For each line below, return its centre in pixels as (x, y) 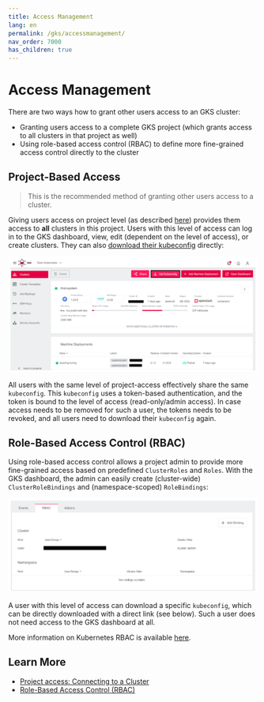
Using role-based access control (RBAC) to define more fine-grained (132, 144)
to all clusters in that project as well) (78, 136)
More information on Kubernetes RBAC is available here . (100, 638)
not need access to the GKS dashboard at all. (82, 622)
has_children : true (40, 50)
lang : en (23, 25)
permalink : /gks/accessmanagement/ (67, 33)
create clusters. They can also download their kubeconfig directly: (116, 245)
